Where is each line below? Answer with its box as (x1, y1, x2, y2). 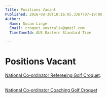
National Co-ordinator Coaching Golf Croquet (5, 87, 98, 93)
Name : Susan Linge (9, 21, 48, 26)
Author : (5, 16, 21, 21)
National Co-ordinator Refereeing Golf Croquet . (5, 72, 101, 78)
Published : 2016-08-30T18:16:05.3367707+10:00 (5, 12, 103, 17)
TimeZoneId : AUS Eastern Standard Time (9, 30, 92, 35)
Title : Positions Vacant (5, 7, 56, 12)
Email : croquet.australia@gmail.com (9, 26, 85, 31)
